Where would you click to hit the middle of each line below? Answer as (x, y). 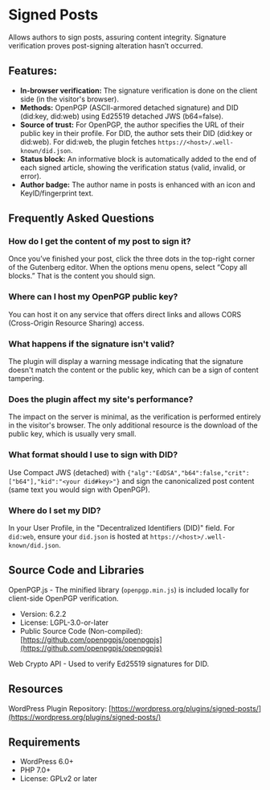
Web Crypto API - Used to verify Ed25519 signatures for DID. (109, 664)
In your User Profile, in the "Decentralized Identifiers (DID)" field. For (122, 527)
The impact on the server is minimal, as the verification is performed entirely (135, 417)
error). (31, 176)
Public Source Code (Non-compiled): (81, 631)
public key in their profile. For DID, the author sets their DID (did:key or (136, 133)
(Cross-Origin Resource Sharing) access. (76, 323)
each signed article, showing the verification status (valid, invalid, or (133, 168)
